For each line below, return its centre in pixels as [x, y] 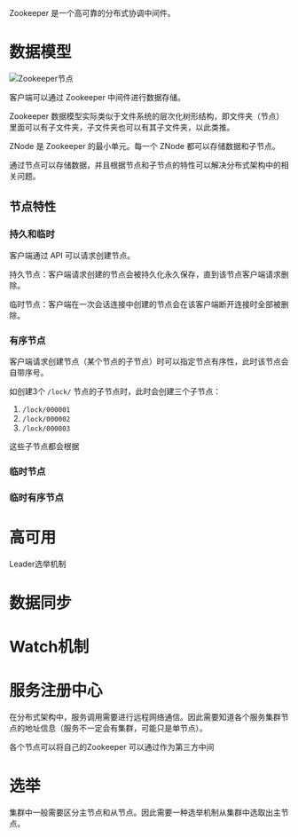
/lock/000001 [46, 410]
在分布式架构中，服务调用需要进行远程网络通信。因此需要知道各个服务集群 [145, 717]
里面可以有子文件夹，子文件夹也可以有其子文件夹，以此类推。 [122, 127]
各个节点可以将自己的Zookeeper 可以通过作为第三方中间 [112, 747]
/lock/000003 [46, 429]
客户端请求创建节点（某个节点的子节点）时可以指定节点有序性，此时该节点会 [149, 361]
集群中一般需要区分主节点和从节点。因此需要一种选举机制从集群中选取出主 [145, 812]
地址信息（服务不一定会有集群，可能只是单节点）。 [116, 728]
